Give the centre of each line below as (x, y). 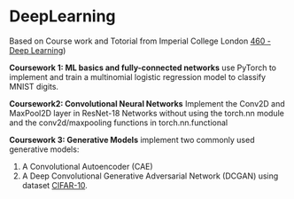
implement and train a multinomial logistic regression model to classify (138, 76)
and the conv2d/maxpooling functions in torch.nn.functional (119, 123)
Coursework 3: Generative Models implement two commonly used (132, 139)
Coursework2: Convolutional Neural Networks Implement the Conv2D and (147, 103)
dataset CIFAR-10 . (55, 185)
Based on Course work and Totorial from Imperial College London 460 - (140, 41)
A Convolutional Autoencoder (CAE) (87, 166)
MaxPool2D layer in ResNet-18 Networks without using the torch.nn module (147, 113)
